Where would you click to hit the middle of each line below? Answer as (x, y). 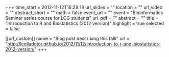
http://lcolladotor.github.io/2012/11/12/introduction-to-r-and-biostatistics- (84, 44)
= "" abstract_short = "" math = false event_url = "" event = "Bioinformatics (84, 13)
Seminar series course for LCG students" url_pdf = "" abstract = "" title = (82, 18)
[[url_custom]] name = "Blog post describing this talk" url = (67, 38)
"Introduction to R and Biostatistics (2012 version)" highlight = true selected (85, 23)
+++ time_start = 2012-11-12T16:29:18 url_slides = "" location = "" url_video (84, 7)
